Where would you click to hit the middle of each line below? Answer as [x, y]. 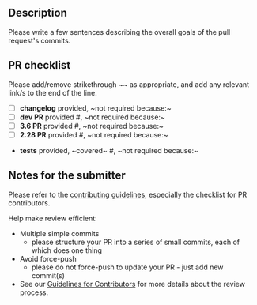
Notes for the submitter [67, 176]
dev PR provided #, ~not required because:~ [93, 117]
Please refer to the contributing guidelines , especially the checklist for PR [128, 194]
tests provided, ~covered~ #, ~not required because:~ [109, 150]
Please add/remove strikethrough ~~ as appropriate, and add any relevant [129, 84]
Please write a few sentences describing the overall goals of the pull [119, 32]
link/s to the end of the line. [53, 92]
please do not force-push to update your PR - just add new [127, 267]
